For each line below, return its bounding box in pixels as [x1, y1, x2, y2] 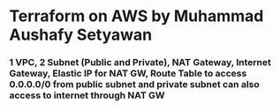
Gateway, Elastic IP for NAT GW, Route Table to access [9, 68, 247, 80]
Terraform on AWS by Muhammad [9, 6, 264, 26]
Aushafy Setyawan [9, 25, 153, 45]
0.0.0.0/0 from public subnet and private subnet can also [9, 78, 261, 91]
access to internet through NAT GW [9, 90, 165, 102]
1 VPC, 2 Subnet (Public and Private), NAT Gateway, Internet [9, 56, 271, 69]
